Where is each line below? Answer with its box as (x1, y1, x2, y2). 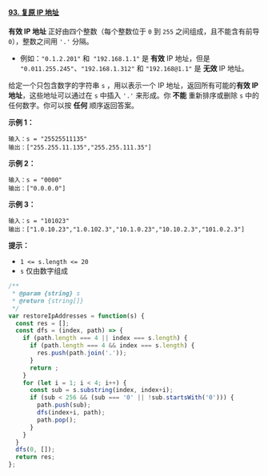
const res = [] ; (15, 319, 70, 327)
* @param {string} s (11, 290, 81, 298)
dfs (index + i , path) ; (37, 409, 106, 417)
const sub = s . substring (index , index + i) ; (29, 386, 174, 394)
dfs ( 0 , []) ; (15, 446, 56, 454)
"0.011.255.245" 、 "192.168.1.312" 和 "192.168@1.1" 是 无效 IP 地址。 (19, 64, 249, 74)
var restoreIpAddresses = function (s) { (8, 312, 146, 320)
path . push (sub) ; (37, 401, 91, 410)
